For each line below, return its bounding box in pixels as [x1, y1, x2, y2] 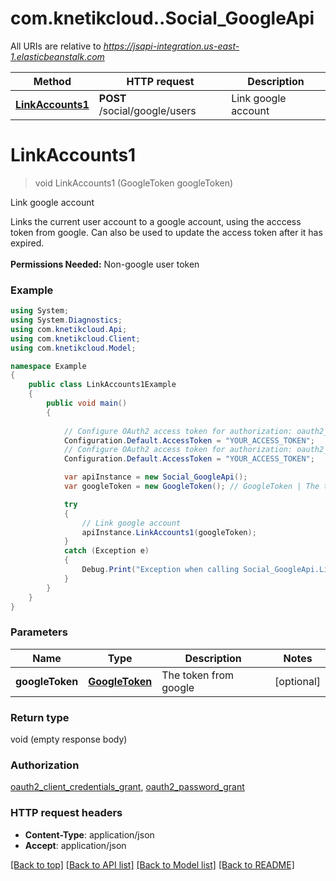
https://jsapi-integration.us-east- [103, 40, 240, 52]
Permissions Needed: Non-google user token [10, 258, 200, 270]
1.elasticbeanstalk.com [10, 50, 105, 62]
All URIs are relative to [10, 40, 102, 52]
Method [33, 74, 72, 88]
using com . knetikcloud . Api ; [10, 324, 128, 334]
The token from [161, 668, 235, 682]
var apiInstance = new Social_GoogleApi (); [63, 472, 248, 482]
